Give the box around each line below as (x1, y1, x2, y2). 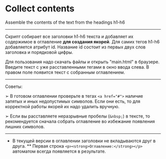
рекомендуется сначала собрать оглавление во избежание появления (5, 118, 155, 124)
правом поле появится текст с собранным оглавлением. (5, 69, 125, 75)
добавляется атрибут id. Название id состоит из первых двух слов (5, 44, 146, 50)
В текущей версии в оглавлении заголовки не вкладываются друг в (12, 138, 156, 144)
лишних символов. (5, 123, 45, 129)
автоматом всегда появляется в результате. (12, 148, 106, 154)
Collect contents (5, 3, 75, 14)
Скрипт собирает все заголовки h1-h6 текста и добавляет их (5, 33, 133, 40)
